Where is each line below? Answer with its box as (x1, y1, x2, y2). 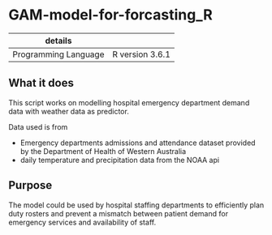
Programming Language (12, 49, 105, 60)
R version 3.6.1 (112, 49, 171, 60)
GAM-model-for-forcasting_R (8, 6, 213, 24)
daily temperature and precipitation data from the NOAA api (19, 155, 220, 164)
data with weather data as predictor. (8, 106, 130, 116)
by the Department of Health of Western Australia (19, 146, 187, 156)
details (45, 35, 72, 46)
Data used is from (8, 122, 68, 131)
